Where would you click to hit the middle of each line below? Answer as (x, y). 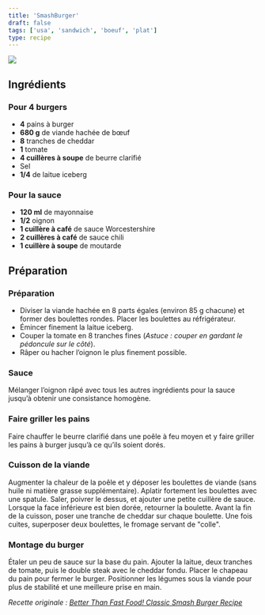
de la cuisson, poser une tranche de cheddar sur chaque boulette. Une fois (131, 515)
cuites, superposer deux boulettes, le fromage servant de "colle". (115, 524)
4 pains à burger (47, 124)
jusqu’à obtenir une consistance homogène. (80, 398)
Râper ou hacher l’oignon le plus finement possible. (103, 352)
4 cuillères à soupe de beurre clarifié (80, 157)
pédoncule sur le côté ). (57, 344)
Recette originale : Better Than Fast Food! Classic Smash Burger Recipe (125, 602)
